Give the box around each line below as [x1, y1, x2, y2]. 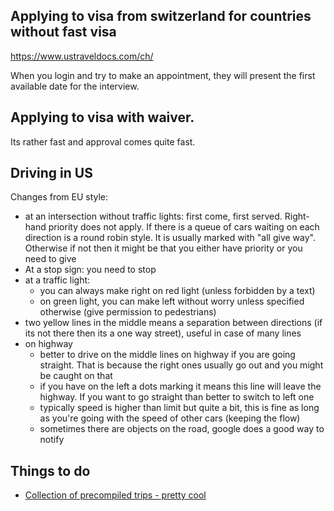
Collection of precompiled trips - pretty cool [24, 489, 207, 501]
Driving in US [10, 165, 93, 182]
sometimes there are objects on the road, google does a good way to [39, 423, 325, 435]
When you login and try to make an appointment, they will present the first [10, 69, 316, 81]
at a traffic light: [24, 274, 91, 286]
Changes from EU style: [10, 191, 109, 203]
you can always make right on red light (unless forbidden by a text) [39, 285, 316, 297]
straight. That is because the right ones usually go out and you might [39, 359, 324, 371]
